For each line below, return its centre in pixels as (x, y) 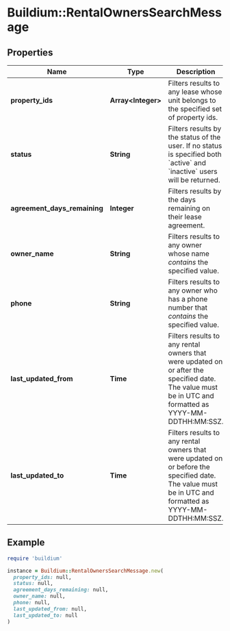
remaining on (189, 208)
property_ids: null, (42, 577)
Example (26, 543)
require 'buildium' (35, 558)
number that (188, 308)
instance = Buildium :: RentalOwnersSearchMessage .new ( (86, 571)
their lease (185, 217)
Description (196, 72)
